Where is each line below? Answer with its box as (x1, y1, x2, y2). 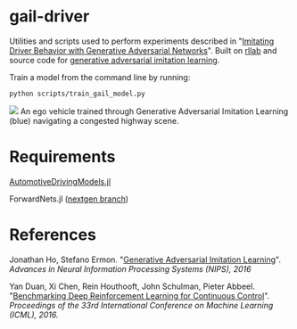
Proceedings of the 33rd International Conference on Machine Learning (9, 300, 274, 310)
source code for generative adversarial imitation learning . (9, 54, 220, 65)
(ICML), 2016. (9, 309, 59, 320)
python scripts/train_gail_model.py (9, 89, 145, 98)
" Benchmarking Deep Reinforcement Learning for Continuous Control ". (9, 290, 270, 300)
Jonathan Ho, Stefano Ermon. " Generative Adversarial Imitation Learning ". (9, 254, 281, 265)
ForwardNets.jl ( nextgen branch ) (9, 193, 129, 204)
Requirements (9, 147, 116, 167)
